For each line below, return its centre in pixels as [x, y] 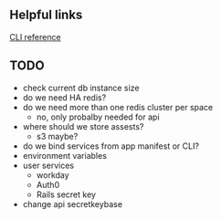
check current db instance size [81, 88]
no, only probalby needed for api [98, 117]
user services [48, 165]
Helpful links [46, 15]
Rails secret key [66, 194]
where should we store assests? [83, 126]
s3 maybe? [57, 136]
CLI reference [35, 36]
